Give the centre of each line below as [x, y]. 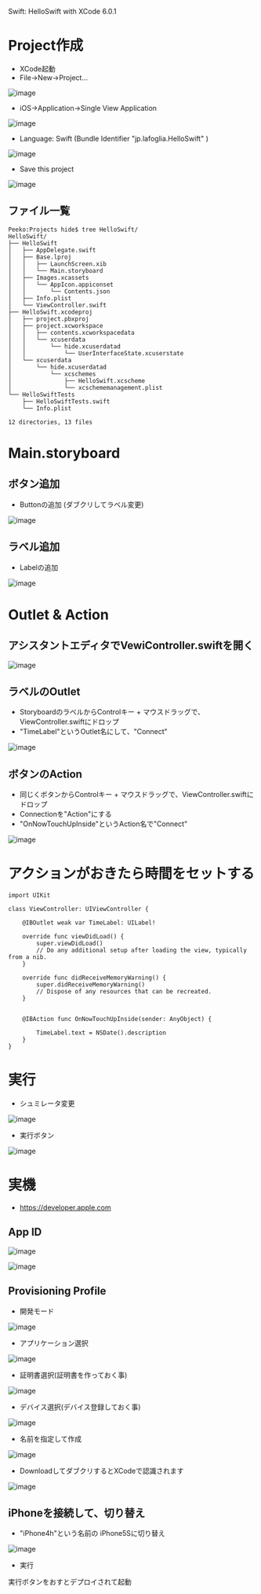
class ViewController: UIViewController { [78, 909]
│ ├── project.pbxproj [49, 319]
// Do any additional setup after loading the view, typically [141, 950]
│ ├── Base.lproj [40, 257]
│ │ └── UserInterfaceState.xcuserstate [96, 353]
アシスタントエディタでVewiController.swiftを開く [131, 646]
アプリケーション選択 [54, 1342]
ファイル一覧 [39, 211]
